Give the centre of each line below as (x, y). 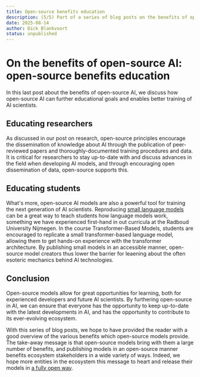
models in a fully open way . (40, 367)
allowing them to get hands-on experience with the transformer (84, 241)
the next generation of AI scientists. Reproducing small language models (95, 209)
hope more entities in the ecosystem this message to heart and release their (99, 362)
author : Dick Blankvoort (37, 28)
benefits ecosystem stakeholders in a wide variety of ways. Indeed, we (93, 355)
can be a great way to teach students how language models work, (87, 216)
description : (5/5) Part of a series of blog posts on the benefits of (97, 17)
